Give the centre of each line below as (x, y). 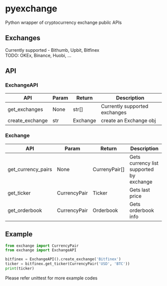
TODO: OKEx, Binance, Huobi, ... (38, 55)
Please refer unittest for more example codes (51, 278)
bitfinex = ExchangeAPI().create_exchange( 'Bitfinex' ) (63, 259)
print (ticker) (20, 269)
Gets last (140, 190)
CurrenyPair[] (109, 169)
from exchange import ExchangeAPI (41, 250)
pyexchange (31, 9)
